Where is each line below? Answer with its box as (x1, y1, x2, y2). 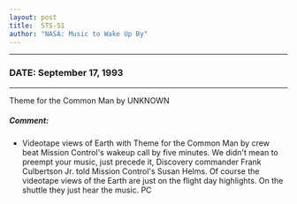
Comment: (9, 116, 49, 126)
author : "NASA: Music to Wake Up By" (9, 29, 148, 38)
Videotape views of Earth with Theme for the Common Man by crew (21, 138, 270, 148)
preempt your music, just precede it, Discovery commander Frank (21, 156, 262, 167)
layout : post (9, 12, 57, 22)
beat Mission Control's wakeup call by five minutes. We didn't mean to (21, 147, 278, 157)
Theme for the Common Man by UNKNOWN (9, 94, 170, 106)
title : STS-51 (9, 21, 65, 30)
